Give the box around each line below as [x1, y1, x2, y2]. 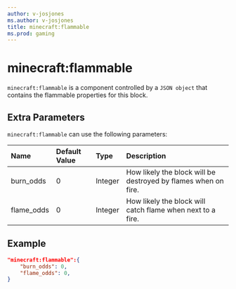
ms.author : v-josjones [7, 17, 74, 24]
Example [7, 238, 46, 250]
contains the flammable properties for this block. [7, 91, 148, 99]
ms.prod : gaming [7, 30, 55, 37]
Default [55, 147, 81, 156]
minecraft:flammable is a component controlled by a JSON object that [7, 84, 208, 92]
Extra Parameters [7, 111, 86, 123]
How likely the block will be [126, 167, 216, 176]
